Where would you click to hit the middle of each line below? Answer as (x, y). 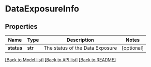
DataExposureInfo (42, 9)
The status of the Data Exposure (80, 48)
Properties (21, 27)
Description (80, 40)
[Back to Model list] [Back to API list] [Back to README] (60, 60)
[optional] (133, 48)
